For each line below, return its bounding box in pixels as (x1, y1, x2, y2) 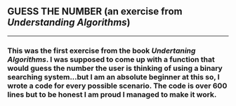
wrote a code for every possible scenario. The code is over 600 (7, 81, 228, 91)
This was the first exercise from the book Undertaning (7, 46, 196, 55)
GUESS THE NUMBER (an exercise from (7, 6, 183, 18)
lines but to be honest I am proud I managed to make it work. (7, 89, 217, 99)
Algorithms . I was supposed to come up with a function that (7, 54, 216, 64)
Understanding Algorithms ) (7, 17, 131, 29)
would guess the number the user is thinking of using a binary (7, 63, 223, 73)
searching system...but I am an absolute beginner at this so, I (7, 72, 220, 81)
